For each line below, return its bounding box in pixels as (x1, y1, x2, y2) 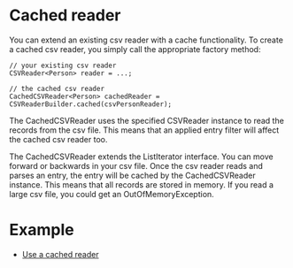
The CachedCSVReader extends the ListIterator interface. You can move (9, 151, 274, 162)
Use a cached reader (21, 249, 99, 259)
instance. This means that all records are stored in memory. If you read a (9, 179, 274, 190)
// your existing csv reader (9, 61, 117, 70)
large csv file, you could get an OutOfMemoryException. (9, 188, 214, 199)
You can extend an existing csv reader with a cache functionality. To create (9, 34, 283, 45)
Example (9, 220, 74, 240)
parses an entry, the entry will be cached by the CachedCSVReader (9, 170, 256, 180)
